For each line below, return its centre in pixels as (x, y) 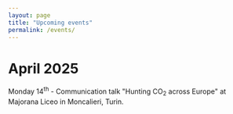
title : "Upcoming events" (50, 23)
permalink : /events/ (42, 30)
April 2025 (44, 68)
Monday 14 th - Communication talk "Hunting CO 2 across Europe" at (117, 91)
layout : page (29, 15)
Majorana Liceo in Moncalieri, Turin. (66, 102)
